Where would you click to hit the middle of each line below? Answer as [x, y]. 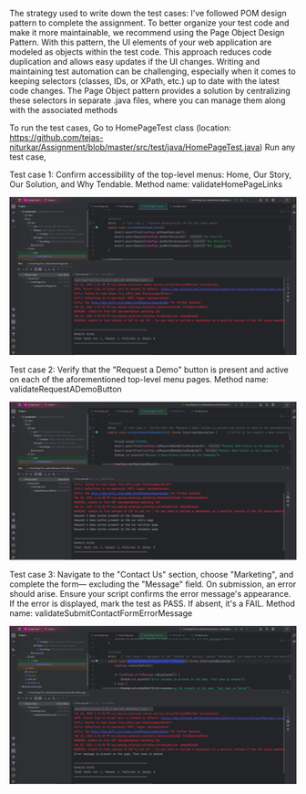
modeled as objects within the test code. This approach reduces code [141, 52]
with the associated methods [64, 110]
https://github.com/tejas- [56, 137]
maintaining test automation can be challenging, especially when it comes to [153, 71]
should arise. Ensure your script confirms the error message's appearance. [150, 594]
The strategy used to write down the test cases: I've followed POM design [148, 13]
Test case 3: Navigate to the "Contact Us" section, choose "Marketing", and [152, 575]
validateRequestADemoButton [66, 389]
